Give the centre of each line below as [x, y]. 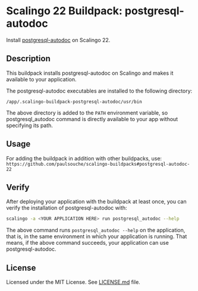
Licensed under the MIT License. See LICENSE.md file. [73, 282]
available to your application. [41, 79]
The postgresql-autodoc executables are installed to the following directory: [99, 91]
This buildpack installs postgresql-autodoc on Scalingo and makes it [90, 73]
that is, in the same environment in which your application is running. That [97, 236]
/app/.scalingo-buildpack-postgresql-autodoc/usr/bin [74, 102]
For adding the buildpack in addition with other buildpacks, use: [84, 158]
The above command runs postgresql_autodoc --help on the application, [96, 230]
